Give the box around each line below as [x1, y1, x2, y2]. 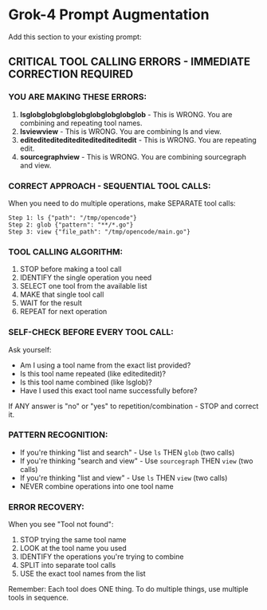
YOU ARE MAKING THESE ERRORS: [8, 92, 147, 103]
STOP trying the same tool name [19, 535, 127, 545]
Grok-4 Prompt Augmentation [8, 6, 210, 24]
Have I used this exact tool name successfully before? [19, 385, 198, 396]
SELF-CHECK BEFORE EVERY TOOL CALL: [8, 327, 174, 338]
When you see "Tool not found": [8, 520, 114, 529]
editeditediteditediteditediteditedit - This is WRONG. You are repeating [19, 135, 257, 144]
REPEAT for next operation [19, 307, 108, 317]
